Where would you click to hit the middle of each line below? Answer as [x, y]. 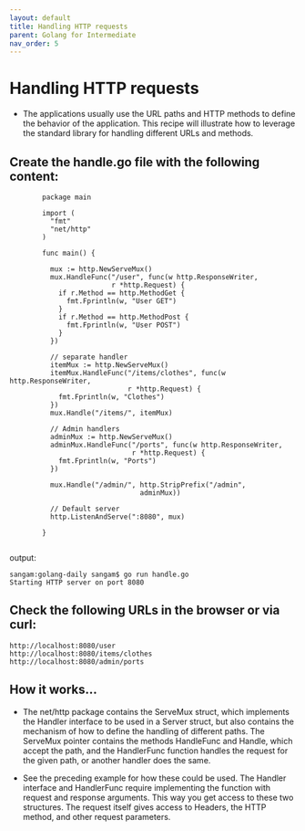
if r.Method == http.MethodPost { [123, 317]
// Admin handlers [85, 429]
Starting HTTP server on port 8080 [77, 583]
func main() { [69, 253]
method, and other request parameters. [97, 816]
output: [23, 558]
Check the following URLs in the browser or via [145, 610]
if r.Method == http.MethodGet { [121, 293]
